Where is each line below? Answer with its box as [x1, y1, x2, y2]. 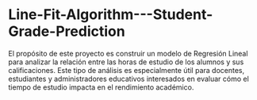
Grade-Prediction [8, 22, 125, 40]
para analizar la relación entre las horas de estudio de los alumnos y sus [8, 57, 244, 67]
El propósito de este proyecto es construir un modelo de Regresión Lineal [8, 48, 248, 58]
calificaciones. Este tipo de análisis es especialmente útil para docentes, [8, 65, 244, 75]
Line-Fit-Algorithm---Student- [8, 6, 213, 24]
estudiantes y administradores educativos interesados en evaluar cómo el [8, 74, 250, 83]
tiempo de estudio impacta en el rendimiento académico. [8, 82, 194, 92]
